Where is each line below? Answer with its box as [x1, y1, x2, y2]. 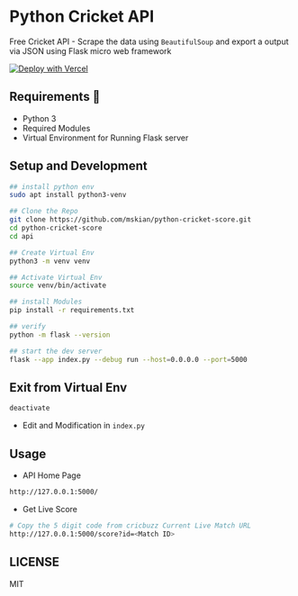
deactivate [9, 403, 50, 413]
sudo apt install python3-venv [9, 191, 127, 200]
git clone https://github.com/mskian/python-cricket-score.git [9, 215, 252, 224]
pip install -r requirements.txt [9, 306, 135, 315]
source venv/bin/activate [9, 281, 106, 290]
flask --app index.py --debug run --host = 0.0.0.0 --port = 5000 [9, 355, 248, 364]
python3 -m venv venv [9, 257, 91, 266]
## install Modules [9, 297, 83, 307]
